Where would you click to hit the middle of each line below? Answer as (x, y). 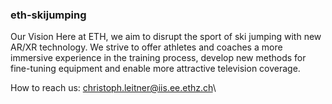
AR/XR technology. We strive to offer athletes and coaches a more (146, 47)
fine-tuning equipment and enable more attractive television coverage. (155, 69)
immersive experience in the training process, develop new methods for (158, 58)
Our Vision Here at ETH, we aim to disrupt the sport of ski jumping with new (166, 37)
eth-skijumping (48, 15)
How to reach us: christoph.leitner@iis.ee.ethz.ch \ (113, 88)
